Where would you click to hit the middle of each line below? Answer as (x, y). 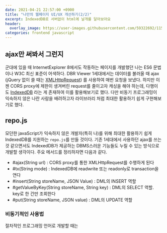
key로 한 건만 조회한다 (34, 193)
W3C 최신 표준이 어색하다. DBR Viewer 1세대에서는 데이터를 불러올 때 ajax (87, 73)
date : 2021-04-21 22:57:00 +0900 (40, 10)
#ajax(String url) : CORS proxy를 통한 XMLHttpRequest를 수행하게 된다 (83, 162)
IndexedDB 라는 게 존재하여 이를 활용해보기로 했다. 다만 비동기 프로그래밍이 (84, 92)
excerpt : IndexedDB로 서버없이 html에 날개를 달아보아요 (58, 19)
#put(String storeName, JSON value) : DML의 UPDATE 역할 (72, 200)
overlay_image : (25, 28)
